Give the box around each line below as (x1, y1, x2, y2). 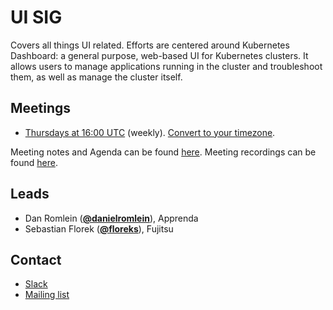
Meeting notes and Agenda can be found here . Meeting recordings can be (10, 146, 317, 158)
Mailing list (24, 289, 70, 301)
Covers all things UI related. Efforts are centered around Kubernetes (10, 39, 290, 51)
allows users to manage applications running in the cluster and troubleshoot (10, 60, 323, 72)
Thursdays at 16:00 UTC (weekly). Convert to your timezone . (24, 126, 276, 138)
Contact (10, 251, 62, 268)
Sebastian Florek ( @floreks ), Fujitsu (24, 222, 174, 235)
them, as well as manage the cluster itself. (10, 71, 183, 83)
